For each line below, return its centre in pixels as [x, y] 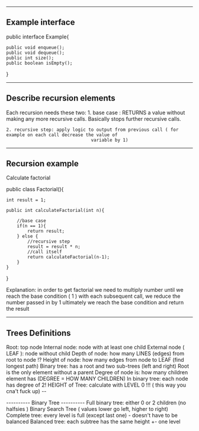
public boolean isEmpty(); [39, 63]
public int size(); [30, 58]
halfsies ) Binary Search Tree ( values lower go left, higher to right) [87, 409]
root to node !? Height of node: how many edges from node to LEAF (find [95, 360]
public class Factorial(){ [35, 189]
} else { [28, 237]
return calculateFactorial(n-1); [69, 257]
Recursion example [42, 164]
